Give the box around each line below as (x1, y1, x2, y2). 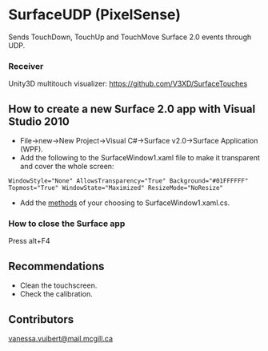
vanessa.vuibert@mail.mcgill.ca (8, 333, 114, 343)
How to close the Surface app (8, 218, 126, 229)
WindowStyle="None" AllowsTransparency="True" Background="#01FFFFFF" (8, 177, 249, 185)
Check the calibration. (19, 289, 94, 299)
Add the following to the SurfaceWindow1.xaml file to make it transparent (19, 153, 260, 163)
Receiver (8, 60, 44, 71)
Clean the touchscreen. (19, 280, 98, 290)
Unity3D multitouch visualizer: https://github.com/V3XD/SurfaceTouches (8, 79, 248, 89)
